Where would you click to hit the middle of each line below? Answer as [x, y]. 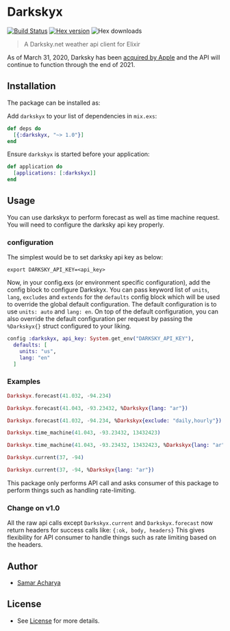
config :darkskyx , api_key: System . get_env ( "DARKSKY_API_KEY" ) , [101, 339]
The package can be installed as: [54, 103]
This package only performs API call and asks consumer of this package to [113, 482]
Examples [24, 382]
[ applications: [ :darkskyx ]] [55, 173]
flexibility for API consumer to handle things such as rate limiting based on [112, 537]
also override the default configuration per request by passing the [100, 319]
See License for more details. [58, 621]
